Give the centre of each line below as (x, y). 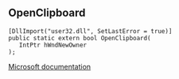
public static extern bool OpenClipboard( (80, 38)
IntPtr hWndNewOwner (53, 45)
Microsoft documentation (50, 66)
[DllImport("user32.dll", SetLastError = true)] (90, 31)
